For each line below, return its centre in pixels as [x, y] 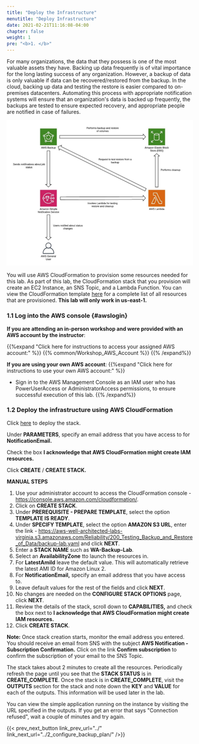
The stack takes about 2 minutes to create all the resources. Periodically [94, 667]
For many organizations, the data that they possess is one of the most [92, 61]
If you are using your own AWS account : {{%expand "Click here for [90, 364]
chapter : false [25, 31]
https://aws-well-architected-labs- [80, 530]
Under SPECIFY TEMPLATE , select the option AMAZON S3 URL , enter [101, 524]
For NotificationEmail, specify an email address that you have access [100, 575]
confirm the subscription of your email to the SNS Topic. [75, 656]
